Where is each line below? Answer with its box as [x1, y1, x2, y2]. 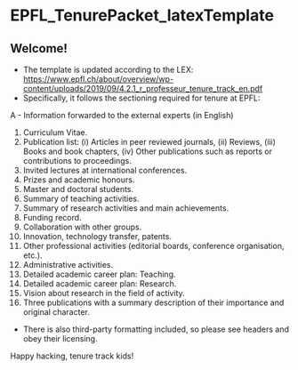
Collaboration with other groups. [22, 221, 142, 232]
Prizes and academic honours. [22, 174, 135, 185]
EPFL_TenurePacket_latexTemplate [10, 5, 275, 26]
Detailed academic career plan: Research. [22, 278, 177, 289]
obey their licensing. [22, 334, 98, 343]
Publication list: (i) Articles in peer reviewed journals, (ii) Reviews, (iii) [22, 137, 277, 147]
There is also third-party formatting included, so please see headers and [22, 324, 290, 334]
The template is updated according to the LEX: [22, 64, 194, 75]
